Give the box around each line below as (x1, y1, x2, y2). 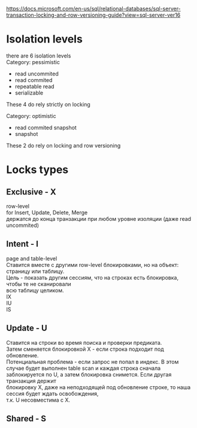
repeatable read (14, 83, 55, 90)
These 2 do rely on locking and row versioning (6, 142, 121, 149)
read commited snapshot (14, 124, 77, 131)
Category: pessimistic (6, 58, 60, 65)
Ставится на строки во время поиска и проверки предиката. (6, 339, 162, 346)
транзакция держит (6, 377, 57, 384)
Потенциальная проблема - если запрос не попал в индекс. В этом (6, 358, 179, 365)
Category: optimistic (6, 112, 56, 119)
